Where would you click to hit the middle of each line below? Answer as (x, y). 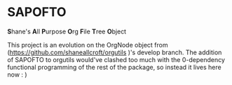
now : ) (17, 75)
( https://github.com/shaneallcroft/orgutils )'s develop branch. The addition (115, 52)
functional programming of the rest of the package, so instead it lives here (115, 67)
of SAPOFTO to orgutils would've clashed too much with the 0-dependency (116, 59)
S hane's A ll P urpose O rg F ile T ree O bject (67, 31)
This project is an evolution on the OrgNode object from (88, 45)
